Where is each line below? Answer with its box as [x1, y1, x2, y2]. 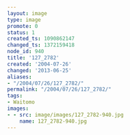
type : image [7, 16, 41, 23]
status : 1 [7, 29, 36, 36]
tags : [7, 93, 23, 100]
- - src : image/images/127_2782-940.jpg [7, 111, 125, 118]
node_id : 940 [7, 48, 44, 55]
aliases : [7, 73, 32, 80]
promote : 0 [7, 22, 38, 29]
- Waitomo [7, 99, 36, 106]
